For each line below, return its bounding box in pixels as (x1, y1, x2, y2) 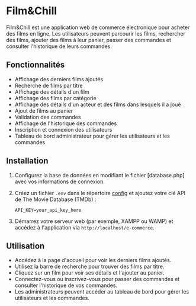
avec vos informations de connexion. (14, 178, 105, 185)
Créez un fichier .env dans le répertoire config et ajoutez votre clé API (14, 189, 185, 196)
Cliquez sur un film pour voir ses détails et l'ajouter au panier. (14, 269, 165, 276)
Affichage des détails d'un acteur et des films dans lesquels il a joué (14, 101, 181, 108)
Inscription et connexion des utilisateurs (14, 126, 113, 133)
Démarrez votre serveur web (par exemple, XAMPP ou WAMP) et (14, 218, 173, 225)
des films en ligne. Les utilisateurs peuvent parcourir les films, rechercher (6, 30, 185, 37)
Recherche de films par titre (14, 82, 83, 89)
